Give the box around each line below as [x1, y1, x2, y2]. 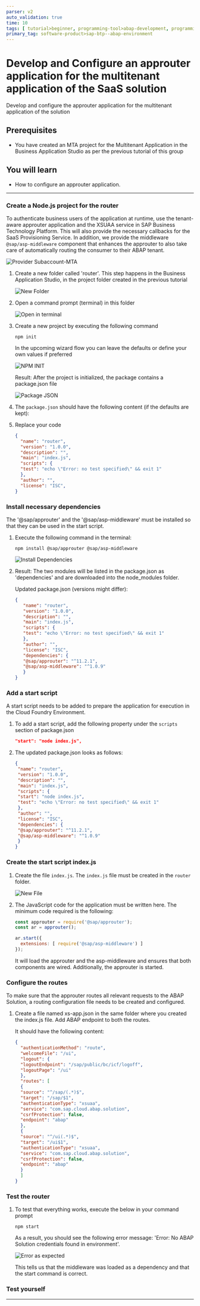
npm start [14, 1224, 40, 1230]
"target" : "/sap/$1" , [20, 1095, 74, 1101]
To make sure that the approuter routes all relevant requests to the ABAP [6, 992, 185, 999]
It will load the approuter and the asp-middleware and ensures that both [14, 957, 192, 964]
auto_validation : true [6, 14, 62, 20]
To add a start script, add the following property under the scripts [14, 720, 178, 727]
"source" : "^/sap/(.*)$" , [20, 1089, 85, 1096]
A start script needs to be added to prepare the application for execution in [6, 702, 190, 709]
